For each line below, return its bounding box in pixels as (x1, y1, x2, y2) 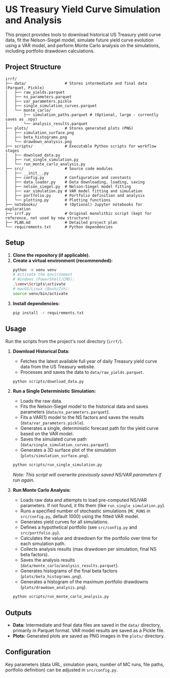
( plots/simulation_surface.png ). (20, 452, 89, 458)
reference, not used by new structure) (5, 215, 90, 221)
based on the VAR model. (20, 431, 74, 437)
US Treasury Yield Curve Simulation (5, 4, 161, 15)
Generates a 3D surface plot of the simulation (20, 447, 116, 453)
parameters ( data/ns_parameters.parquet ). (20, 409, 110, 415)
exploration (5, 206, 31, 211)
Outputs (5, 608, 32, 617)
